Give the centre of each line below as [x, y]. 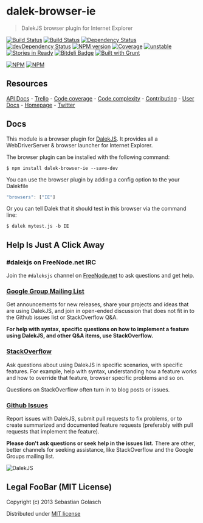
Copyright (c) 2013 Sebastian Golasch [54, 502]
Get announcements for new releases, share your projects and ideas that [98, 304]
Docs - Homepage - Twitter [41, 105]
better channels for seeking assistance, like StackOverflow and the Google [100, 450]
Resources [27, 84]
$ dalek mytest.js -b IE [38, 226]
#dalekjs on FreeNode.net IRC [51, 262]
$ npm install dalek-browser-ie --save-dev [62, 168]
